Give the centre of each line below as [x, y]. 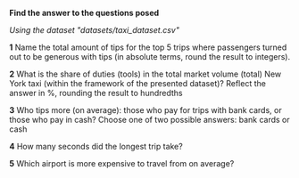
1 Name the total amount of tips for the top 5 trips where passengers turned [148, 47]
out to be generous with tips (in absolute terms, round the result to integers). [150, 57]
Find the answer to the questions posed [84, 13]
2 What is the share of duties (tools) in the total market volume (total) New [145, 74]
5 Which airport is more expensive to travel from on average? [122, 163]
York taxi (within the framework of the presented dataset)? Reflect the [137, 83]
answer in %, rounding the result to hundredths [96, 93]
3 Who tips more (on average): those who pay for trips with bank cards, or [146, 110]
